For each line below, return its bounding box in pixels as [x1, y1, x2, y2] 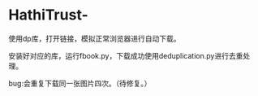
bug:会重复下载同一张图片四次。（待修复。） [8, 78, 152, 88]
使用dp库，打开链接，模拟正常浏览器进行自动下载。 [8, 33, 181, 43]
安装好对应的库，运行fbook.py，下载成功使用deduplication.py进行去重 [8, 50, 243, 60]
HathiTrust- [8, 6, 89, 24]
